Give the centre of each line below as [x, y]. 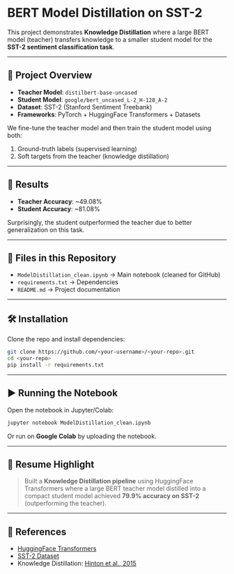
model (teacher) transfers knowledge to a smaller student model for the [110, 39]
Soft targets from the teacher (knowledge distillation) [93, 156]
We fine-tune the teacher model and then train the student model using [109, 127]
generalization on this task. [46, 230]
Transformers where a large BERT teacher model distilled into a [115, 488]
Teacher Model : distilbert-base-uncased [77, 92]
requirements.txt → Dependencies [68, 282]
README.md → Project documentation [69, 290]
